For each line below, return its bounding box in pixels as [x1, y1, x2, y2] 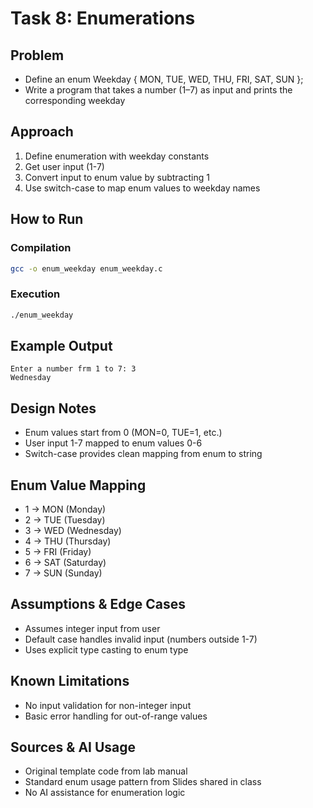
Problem [10, 47, 65, 64]
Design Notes [10, 400, 97, 417]
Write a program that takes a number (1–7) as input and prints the [24, 84, 293, 96]
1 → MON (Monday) [24, 503, 107, 515]
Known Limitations [10, 673, 130, 690]
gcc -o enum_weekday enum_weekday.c [10, 263, 163, 274]
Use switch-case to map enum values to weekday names [24, 182, 261, 194]
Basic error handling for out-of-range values [24, 710, 208, 722]
